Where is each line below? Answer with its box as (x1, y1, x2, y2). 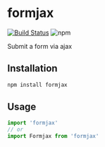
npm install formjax (7, 81, 68, 88)
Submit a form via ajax (7, 42, 73, 50)
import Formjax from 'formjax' (7, 133, 99, 140)
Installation (7, 62, 58, 75)
